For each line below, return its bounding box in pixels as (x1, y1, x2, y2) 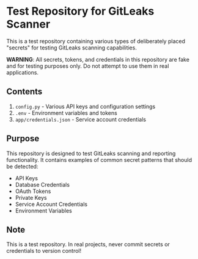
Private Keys (15, 194, 47, 201)
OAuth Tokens (15, 188, 51, 195)
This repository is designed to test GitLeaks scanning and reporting (6, 150, 176, 157)
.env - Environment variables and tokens (15, 109, 117, 117)
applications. (6, 68, 38, 76)
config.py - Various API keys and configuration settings (15, 103, 156, 110)
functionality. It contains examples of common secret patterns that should (6, 156, 193, 163)
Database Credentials (15, 181, 70, 188)
